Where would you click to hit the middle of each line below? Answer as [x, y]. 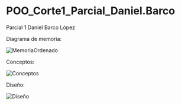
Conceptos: [20, 62]
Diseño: [15, 85]
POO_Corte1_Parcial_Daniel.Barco [91, 11]
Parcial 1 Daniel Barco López [41, 27]
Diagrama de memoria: [34, 39]
